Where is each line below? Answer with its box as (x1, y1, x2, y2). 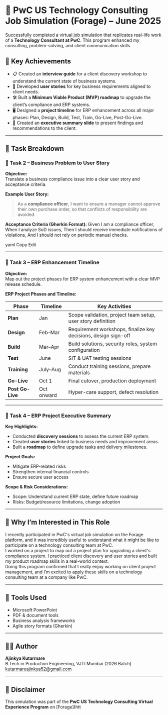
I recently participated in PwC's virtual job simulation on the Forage (5, 531, 143, 537)
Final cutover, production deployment (68, 377, 156, 384)
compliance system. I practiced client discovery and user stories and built (5, 553, 157, 559)
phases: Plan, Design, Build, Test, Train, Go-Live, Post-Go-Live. (12, 114, 143, 120)
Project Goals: (5, 454, 35, 460)
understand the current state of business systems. (12, 78, 116, 84)
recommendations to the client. (12, 125, 77, 131)
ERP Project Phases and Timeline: (5, 291, 76, 297)
